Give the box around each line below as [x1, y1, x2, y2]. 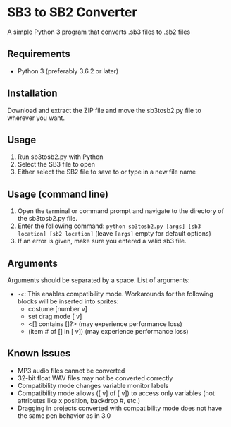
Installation [7, 88, 58, 100]
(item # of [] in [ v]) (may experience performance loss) [27, 327, 189, 335]
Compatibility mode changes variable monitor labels [17, 381, 169, 390]
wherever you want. [7, 114, 65, 122]
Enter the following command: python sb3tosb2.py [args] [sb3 [17, 222, 201, 230]
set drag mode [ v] [27, 312, 82, 320]
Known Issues [7, 347, 71, 360]
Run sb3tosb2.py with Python [17, 152, 104, 161]
